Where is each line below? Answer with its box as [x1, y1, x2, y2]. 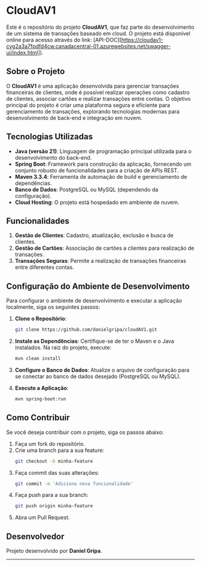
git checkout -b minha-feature [14, 458, 93, 464]
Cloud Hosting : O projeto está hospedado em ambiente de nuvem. [14, 199, 179, 206]
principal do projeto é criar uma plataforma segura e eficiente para [6, 101, 170, 109]
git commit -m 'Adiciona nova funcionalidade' [14, 481, 133, 487]
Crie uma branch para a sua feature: [14, 447, 105, 454]
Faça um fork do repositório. [14, 440, 86, 447]
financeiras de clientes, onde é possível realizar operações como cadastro [6, 88, 190, 96]
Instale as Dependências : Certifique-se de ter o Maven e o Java [14, 337, 175, 345]
